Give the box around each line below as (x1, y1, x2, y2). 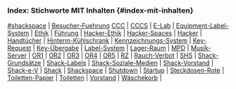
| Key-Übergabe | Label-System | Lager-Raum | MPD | (32, 44, 190, 53)
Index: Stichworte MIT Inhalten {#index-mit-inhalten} (7, 6, 194, 15)
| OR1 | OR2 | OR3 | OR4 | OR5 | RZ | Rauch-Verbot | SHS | (27, 51, 197, 60)
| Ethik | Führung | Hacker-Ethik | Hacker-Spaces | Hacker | (30, 29, 202, 37)
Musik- (190, 44, 211, 53)
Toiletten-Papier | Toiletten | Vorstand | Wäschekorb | (7, 74, 162, 82)
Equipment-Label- (175, 22, 229, 30)
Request (7, 44, 32, 53)
